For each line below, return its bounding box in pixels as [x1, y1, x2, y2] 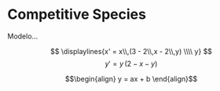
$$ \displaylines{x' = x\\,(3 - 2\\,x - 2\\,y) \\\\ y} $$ [49, 46, 213, 56]
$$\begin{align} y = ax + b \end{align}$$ [64, 74, 198, 83]
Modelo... [7, 31, 38, 41]
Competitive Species [7, 5, 147, 24]
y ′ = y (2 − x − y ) [104, 59, 158, 68]
